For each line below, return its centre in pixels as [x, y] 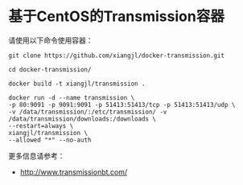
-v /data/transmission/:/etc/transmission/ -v [88, 112]
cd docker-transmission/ [50, 69]
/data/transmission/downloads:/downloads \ [82, 119]
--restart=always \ [41, 125]
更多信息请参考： [37, 156]
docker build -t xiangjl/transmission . [77, 84]
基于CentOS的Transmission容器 [117, 16]
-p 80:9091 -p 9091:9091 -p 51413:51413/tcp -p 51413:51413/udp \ [122, 105]
